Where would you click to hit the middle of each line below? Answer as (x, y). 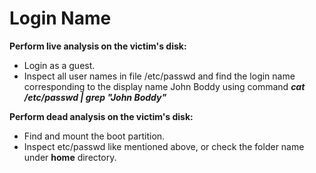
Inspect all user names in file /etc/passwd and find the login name (159, 76)
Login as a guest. (59, 65)
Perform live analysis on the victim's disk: (98, 46)
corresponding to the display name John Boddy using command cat (164, 86)
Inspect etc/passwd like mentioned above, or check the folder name (164, 146)
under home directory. (70, 157)
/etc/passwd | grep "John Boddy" (95, 97)
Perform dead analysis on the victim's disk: (101, 116)
